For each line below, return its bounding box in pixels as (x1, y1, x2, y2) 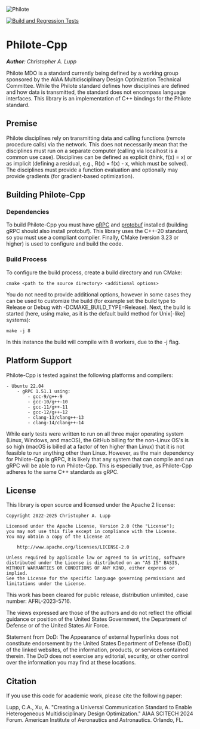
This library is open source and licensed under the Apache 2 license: (6, 501, 176, 509)
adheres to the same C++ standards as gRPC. (6, 468, 119, 475)
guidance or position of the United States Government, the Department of (6, 615, 187, 623)
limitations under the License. (6, 581, 87, 587)
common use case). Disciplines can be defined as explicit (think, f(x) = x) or (6, 153, 193, 161)
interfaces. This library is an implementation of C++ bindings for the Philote (6, 94, 192, 102)
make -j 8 (6, 327, 31, 334)
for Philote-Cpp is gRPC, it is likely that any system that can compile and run (6, 455, 194, 462)
